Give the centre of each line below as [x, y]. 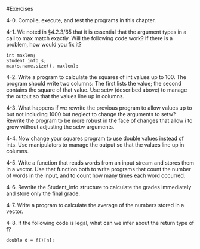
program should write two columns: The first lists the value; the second [94, 83]
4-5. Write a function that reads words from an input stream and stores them [100, 163]
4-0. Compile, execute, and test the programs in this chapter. [81, 20]
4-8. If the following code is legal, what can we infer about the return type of [100, 223]
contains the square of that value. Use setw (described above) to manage [97, 90]
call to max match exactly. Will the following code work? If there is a [90, 38]
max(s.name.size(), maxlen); [42, 66]
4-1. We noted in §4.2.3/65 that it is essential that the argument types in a [96, 32]
